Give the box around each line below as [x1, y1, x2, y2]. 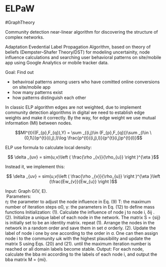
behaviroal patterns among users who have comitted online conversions [12, 79, 160, 85]
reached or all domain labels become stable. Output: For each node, [5, 246, 144, 252]
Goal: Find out [5, 69, 34, 75]
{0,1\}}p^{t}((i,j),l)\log [24, 135, 67, 141]
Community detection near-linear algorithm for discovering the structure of [5, 29, 159, 35]
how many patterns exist [12, 89, 63, 95]
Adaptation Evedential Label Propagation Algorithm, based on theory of [5, 44, 151, 50]
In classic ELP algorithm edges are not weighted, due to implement [5, 104, 142, 110]
